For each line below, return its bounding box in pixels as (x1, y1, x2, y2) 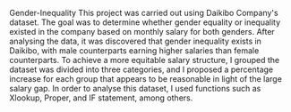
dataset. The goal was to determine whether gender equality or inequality (9, 17, 281, 28)
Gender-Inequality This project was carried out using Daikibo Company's (9, 8, 279, 18)
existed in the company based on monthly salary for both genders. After (9, 27, 275, 36)
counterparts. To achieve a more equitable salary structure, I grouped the (9, 55, 280, 65)
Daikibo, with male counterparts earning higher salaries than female (9, 45, 260, 56)
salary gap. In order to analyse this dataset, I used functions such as (9, 84, 261, 93)
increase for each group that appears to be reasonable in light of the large (9, 74, 282, 84)
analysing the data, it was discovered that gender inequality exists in (9, 36, 262, 46)
